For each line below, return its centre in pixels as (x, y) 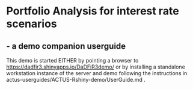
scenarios (32, 24)
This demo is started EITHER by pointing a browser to (72, 60)
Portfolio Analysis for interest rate (93, 11)
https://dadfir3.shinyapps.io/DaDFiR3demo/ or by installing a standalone (96, 67)
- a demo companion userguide (66, 46)
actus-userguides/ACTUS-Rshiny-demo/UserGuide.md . (76, 80)
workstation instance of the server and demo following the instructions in (97, 73)
